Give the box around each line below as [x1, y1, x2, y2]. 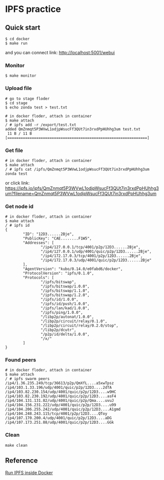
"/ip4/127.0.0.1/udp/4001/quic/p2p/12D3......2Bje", [40, 249, 152, 254]
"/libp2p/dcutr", [40, 328, 77, 333]
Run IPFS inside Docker [5, 470, 53, 476]
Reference [5, 457, 38, 465]
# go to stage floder [5, 96, 50, 101]
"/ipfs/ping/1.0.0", [40, 310, 83, 315]
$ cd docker [5, 36, 30, 41]
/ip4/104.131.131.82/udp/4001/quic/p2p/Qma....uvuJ [5, 398, 114, 403]
